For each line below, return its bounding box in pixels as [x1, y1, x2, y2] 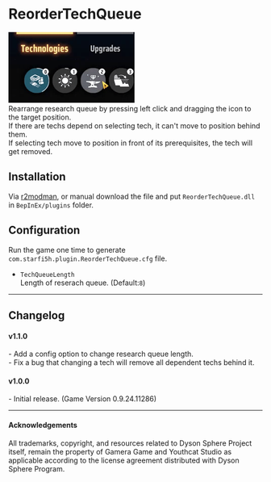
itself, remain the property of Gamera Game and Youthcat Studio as [8, 446, 232, 456]
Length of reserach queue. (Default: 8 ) [19, 278, 146, 287]
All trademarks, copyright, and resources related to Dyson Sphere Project [8, 438, 252, 448]
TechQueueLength [19, 270, 75, 279]
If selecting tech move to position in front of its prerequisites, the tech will [8, 138, 252, 148]
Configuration [8, 224, 81, 237]
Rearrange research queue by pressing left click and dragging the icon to [8, 103, 252, 113]
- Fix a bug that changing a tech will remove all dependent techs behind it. [8, 358, 255, 367]
